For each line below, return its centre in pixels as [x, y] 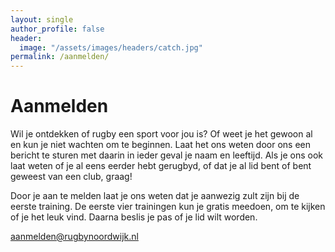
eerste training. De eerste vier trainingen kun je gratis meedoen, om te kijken [168, 207]
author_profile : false [57, 29]
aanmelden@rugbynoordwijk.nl [74, 237]
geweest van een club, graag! [71, 177]
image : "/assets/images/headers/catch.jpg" [111, 47]
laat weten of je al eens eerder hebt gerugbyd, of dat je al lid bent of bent [161, 166]
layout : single [42, 19]
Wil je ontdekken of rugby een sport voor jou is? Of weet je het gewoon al [161, 134]
